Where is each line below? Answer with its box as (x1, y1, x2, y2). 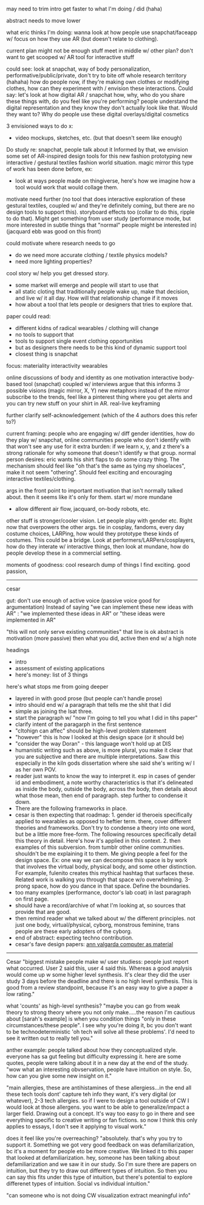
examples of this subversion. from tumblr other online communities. (15, 843, 185, 851)
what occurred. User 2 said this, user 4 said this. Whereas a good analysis (6, 964, 192, 972)
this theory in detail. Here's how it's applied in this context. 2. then (15, 837, 181, 844)
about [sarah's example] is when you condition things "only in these (6, 1015, 176, 1022)
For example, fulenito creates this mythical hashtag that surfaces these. (15, 869, 194, 876)
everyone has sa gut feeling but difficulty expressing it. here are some (6, 1053, 182, 1060)
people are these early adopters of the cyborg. (15, 928, 132, 935)
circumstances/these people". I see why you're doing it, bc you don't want (6, 1022, 192, 1028)
